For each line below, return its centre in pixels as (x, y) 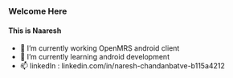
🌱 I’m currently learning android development (95, 57)
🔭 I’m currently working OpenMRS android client (100, 48)
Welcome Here (38, 11)
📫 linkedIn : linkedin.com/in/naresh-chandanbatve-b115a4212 (122, 66)
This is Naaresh (35, 31)
